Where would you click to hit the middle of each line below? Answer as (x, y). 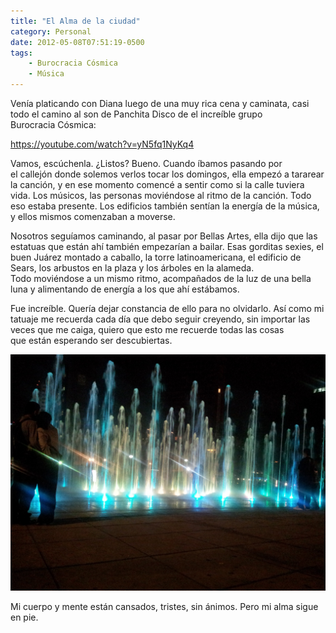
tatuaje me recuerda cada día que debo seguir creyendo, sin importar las (160, 319)
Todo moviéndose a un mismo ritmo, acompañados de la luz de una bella (161, 278)
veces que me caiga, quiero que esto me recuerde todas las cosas (147, 329)
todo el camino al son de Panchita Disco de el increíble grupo (136, 114)
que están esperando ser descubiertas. (91, 340)
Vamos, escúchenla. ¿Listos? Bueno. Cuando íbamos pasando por (146, 163)
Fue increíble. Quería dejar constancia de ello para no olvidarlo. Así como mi (167, 308)
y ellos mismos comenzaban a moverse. (93, 216)
